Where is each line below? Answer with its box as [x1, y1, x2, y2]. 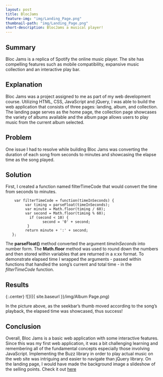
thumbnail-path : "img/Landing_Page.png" [5, 20, 89, 26]
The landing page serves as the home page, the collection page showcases [5, 109, 157, 115]
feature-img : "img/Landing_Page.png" [5, 16, 82, 21]
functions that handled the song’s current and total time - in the [5, 261, 132, 268]
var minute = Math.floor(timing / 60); [25, 207, 106, 212]
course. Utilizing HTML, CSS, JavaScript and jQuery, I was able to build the [5, 98, 155, 105]
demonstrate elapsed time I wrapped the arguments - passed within [5, 256, 141, 262]
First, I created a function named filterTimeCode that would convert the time [5, 183, 158, 190]
